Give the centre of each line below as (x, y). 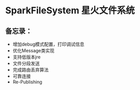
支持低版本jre (26, 57)
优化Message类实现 (33, 51)
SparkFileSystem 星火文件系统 (70, 10)
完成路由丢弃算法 (31, 70)
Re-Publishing (27, 82)
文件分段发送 (26, 63)
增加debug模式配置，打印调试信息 (48, 44)
